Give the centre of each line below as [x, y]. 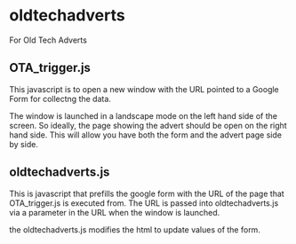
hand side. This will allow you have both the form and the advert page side [146, 135]
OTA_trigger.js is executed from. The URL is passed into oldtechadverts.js [144, 203]
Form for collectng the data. [60, 98]
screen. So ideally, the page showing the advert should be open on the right [148, 125]
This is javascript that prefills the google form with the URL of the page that [147, 193]
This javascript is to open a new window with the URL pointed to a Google [144, 89]
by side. [24, 144]
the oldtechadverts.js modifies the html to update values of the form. [135, 229]
